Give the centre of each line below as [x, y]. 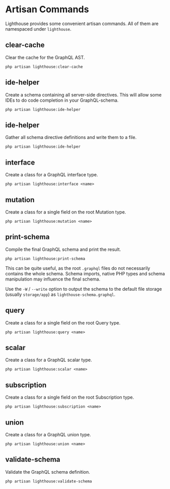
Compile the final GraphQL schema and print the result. [63, 249]
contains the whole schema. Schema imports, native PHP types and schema [85, 273]
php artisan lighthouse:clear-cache [44, 67]
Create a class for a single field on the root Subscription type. [70, 398]
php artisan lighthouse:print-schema [45, 259]
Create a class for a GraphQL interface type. [52, 175]
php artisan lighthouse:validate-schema [49, 481]
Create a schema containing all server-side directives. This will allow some [83, 95]
